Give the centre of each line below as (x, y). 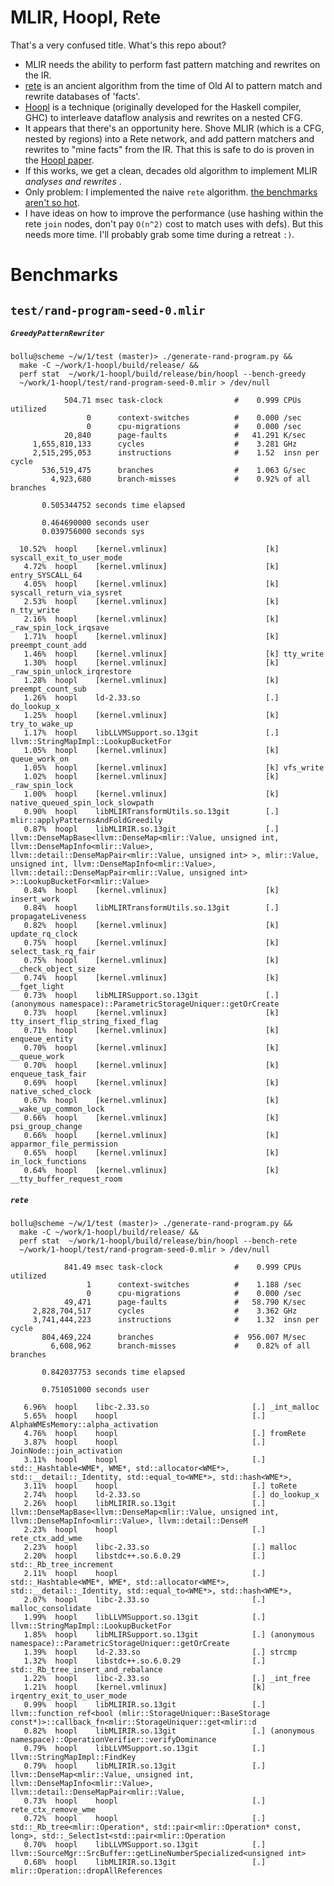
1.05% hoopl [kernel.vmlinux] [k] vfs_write (174, 768)
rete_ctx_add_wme (46, 1539)
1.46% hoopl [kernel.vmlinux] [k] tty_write (174, 654)
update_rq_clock (44, 934)
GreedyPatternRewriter (57, 334)
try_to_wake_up (42, 724)
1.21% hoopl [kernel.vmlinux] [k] (145, 1687)
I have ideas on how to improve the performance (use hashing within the (174, 213)
